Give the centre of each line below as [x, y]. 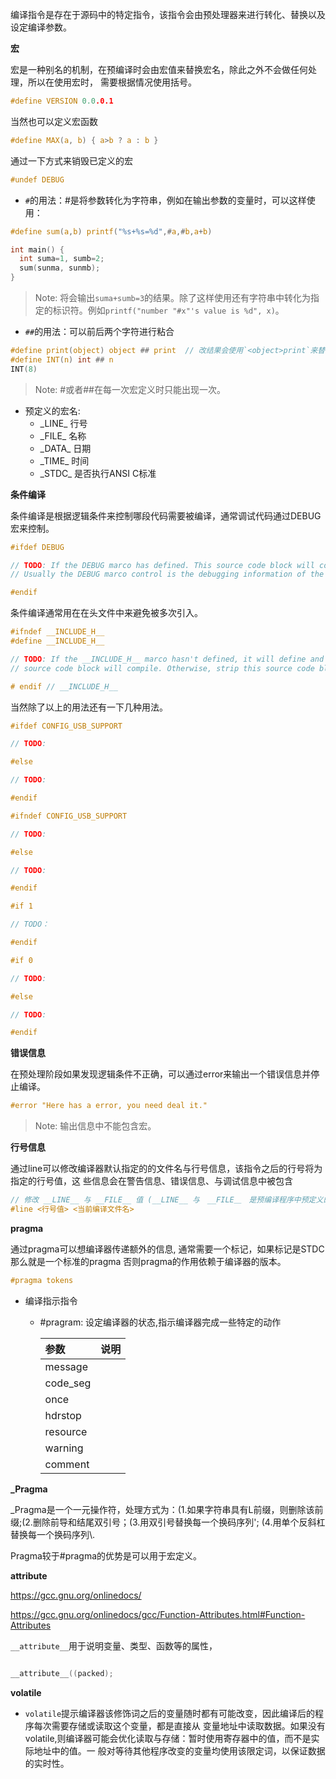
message [66, 1366]
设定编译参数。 [41, 27]
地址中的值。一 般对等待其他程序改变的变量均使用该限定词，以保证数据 [179, 1750]
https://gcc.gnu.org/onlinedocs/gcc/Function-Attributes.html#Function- [158, 1614]
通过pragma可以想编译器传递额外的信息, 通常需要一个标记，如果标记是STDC [167, 1249]
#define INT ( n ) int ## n [62, 359]
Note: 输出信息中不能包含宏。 [95, 1126]
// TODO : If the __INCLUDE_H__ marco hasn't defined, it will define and [167, 659]
